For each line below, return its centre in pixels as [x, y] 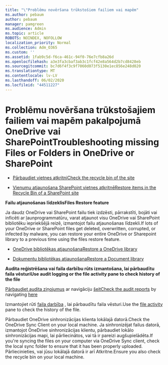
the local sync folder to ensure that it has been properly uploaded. [74, 346]
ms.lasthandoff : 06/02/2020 [35, 80]
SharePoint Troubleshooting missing [82, 142]
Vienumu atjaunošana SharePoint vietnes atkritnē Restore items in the [84, 187]
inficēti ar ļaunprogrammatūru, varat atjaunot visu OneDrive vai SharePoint [82, 218]
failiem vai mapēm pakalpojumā [73, 120]
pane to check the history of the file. [43, 309]
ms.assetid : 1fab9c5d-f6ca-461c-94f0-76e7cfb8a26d [60, 57]
